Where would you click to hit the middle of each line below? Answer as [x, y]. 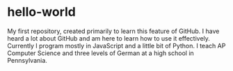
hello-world [42, 12]
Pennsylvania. [27, 60]
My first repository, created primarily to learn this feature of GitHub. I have [113, 31]
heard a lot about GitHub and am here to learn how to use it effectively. [109, 38]
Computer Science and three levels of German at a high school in [101, 53]
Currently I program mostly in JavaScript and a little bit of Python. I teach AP [116, 45]
